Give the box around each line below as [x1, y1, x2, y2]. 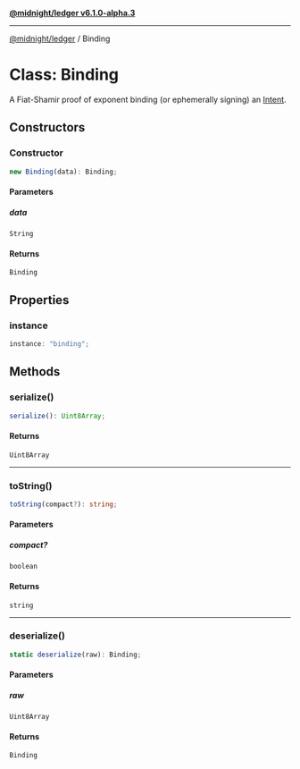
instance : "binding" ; [9, 339, 90, 348]
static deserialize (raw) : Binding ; [9, 650, 142, 659]
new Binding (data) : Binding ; [9, 167, 118, 176]
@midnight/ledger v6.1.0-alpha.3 [9, 8, 136, 18]
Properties [9, 292, 70, 308]
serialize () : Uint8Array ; [9, 411, 105, 420]
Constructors [9, 120, 86, 135]
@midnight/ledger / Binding [9, 33, 111, 44]
